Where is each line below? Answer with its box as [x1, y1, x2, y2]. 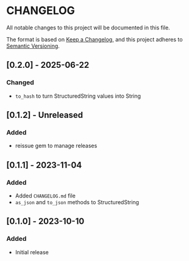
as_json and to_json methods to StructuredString [15, 199, 139, 205]
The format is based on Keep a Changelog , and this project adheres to [6, 35, 183, 43]
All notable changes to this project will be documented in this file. [6, 24, 171, 31]
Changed [6, 78, 35, 87]
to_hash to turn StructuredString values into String [15, 92, 141, 100]
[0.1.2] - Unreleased [6, 110, 84, 120]
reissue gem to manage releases [15, 142, 98, 150]
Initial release [15, 248, 49, 255]
